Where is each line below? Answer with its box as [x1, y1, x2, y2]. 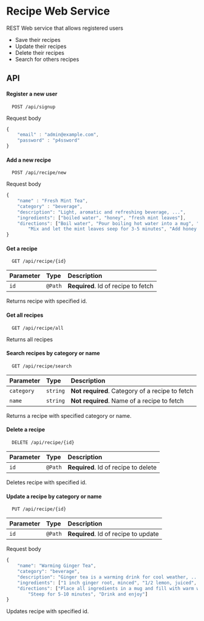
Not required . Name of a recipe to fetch [70, 397, 184, 405]
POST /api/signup [12, 103, 56, 110]
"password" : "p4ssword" [17, 137, 80, 144]
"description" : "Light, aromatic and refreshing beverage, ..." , [17, 209, 186, 215]
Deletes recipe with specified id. [6, 479, 87, 486]
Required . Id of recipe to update [67, 530, 159, 538]
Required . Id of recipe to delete [67, 463, 157, 472]
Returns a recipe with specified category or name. [6, 412, 132, 419]
